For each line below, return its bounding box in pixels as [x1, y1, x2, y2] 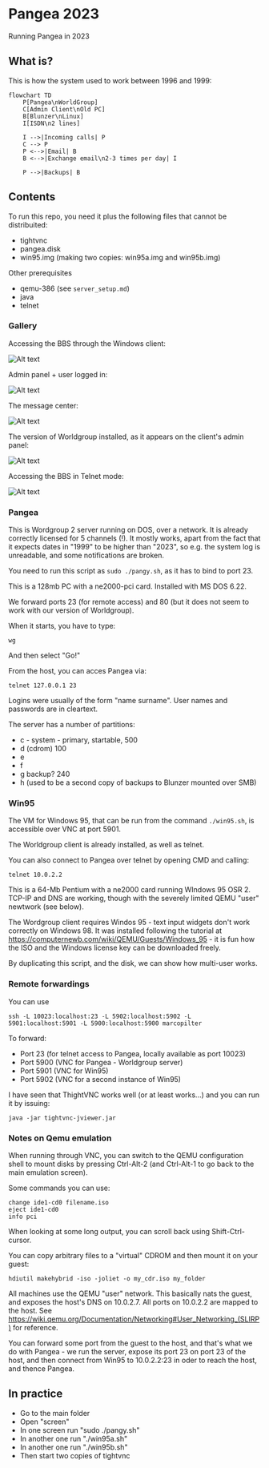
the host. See [8, 1306, 52, 1316]
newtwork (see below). [8, 902, 84, 911]
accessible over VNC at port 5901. [8, 824, 122, 834]
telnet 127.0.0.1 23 [8, 682, 78, 690]
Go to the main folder [19, 1408, 90, 1418]
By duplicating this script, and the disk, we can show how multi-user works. [8, 959, 258, 968]
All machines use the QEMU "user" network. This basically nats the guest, [8, 1289, 252, 1298]
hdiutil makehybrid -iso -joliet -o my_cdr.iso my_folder [8, 1275, 206, 1283]
